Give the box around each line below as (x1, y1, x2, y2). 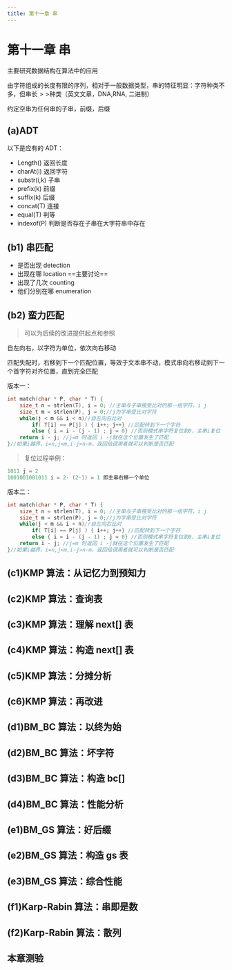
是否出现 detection (17, 261, 70, 270)
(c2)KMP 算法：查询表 (7, 593, 103, 605)
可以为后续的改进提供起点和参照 (23, 329, 115, 337)
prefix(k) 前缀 (17, 185, 56, 193)
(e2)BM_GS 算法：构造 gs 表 (7, 850, 128, 861)
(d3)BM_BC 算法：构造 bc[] (7, 773, 126, 785)
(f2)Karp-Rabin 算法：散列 (7, 926, 122, 938)
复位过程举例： (23, 454, 67, 462)
